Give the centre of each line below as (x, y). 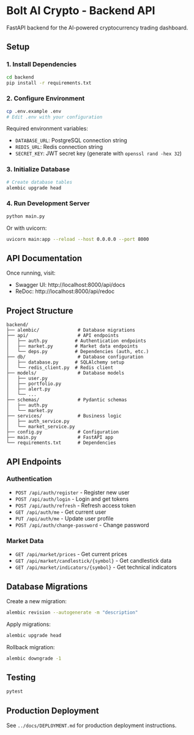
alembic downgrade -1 (34, 658)
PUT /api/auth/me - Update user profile (64, 518)
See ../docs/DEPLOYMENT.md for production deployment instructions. (91, 725)
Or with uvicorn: (27, 228)
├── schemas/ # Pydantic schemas (67, 400)
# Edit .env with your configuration (54, 117)
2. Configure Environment (46, 99)
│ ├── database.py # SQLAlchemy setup (65, 362)
